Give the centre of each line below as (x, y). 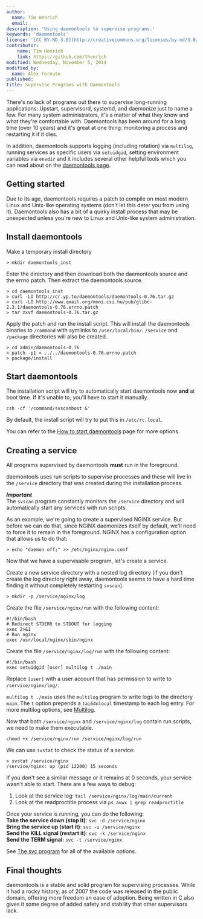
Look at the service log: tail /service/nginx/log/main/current (94, 796)
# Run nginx (21, 635)
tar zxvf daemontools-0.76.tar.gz (55, 312)
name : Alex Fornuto (36, 74)
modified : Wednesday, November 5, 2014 (56, 62)
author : (16, 12)
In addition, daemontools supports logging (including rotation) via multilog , (100, 146)
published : (20, 79)
